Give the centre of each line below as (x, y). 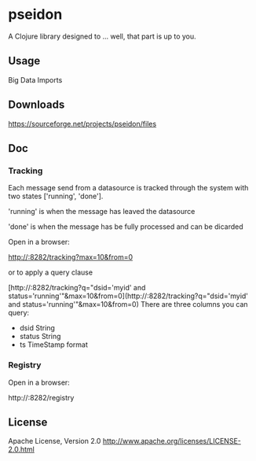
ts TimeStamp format (54, 345)
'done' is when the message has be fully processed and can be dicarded (126, 227)
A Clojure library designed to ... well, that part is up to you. (102, 36)
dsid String (37, 328)
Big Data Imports (35, 79)
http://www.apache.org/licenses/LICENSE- (172, 441)
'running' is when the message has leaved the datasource (102, 212)
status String (40, 337)
